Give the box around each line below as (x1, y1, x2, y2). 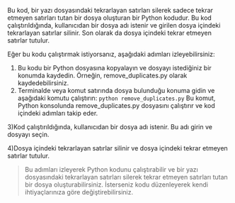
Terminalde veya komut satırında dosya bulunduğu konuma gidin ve (17, 87, 215, 94)
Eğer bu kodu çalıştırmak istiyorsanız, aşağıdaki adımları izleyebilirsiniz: (7, 50, 215, 58)
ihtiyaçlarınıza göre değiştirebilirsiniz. (24, 188, 133, 196)
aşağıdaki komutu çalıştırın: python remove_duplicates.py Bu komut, (17, 94, 216, 102)
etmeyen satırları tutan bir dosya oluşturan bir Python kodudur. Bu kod (7, 13, 212, 22)
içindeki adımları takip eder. (17, 109, 98, 117)
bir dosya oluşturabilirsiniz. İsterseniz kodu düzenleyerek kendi (24, 180, 209, 189)
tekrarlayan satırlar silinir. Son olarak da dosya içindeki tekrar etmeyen (7, 28, 212, 37)
